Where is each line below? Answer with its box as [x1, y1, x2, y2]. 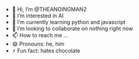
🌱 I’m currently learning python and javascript [11, 19, 126, 25]
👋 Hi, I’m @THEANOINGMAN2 [11, 6, 87, 13]
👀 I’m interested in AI [11, 12, 64, 19]
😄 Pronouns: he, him [11, 40, 65, 48]
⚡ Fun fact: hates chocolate [11, 47, 80, 54]
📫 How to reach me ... [11, 32, 68, 39]
